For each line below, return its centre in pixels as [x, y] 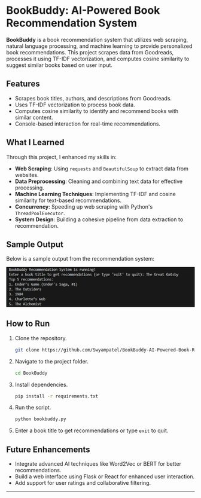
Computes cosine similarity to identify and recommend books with [97, 111]
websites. [27, 175]
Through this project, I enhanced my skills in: [61, 157]
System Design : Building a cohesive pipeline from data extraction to [99, 219]
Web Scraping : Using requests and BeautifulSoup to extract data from [101, 169]
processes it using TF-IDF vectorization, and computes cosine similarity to [98, 59]
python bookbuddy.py [40, 419]
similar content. [34, 117]
